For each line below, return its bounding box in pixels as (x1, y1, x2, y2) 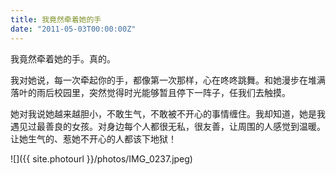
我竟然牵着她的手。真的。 (10, 52, 116, 65)
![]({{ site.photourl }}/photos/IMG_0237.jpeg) (10, 152, 193, 165)
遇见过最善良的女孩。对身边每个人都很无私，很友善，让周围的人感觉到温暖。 (10, 120, 326, 132)
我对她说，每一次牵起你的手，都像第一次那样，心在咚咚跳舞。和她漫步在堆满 (10, 74, 326, 86)
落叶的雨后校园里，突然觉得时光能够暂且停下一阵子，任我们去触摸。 (10, 86, 291, 98)
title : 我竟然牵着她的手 (10, 14, 102, 25)
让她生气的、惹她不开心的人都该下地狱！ (10, 132, 177, 145)
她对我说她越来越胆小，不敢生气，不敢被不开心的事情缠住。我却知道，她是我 (10, 107, 326, 120)
